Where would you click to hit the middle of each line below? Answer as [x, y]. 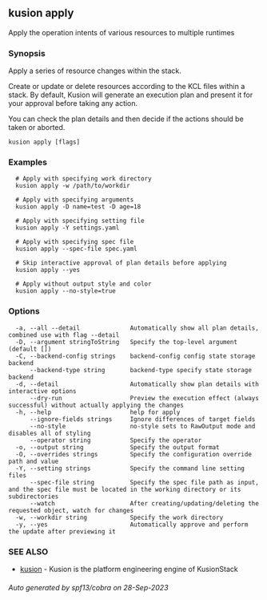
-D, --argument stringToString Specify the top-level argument [127, 342]
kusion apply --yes [48, 270]
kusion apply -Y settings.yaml [68, 228]
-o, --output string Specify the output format [118, 447]
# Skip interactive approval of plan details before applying [121, 263]
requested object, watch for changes [71, 510]
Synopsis [27, 53]
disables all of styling [50, 433]
